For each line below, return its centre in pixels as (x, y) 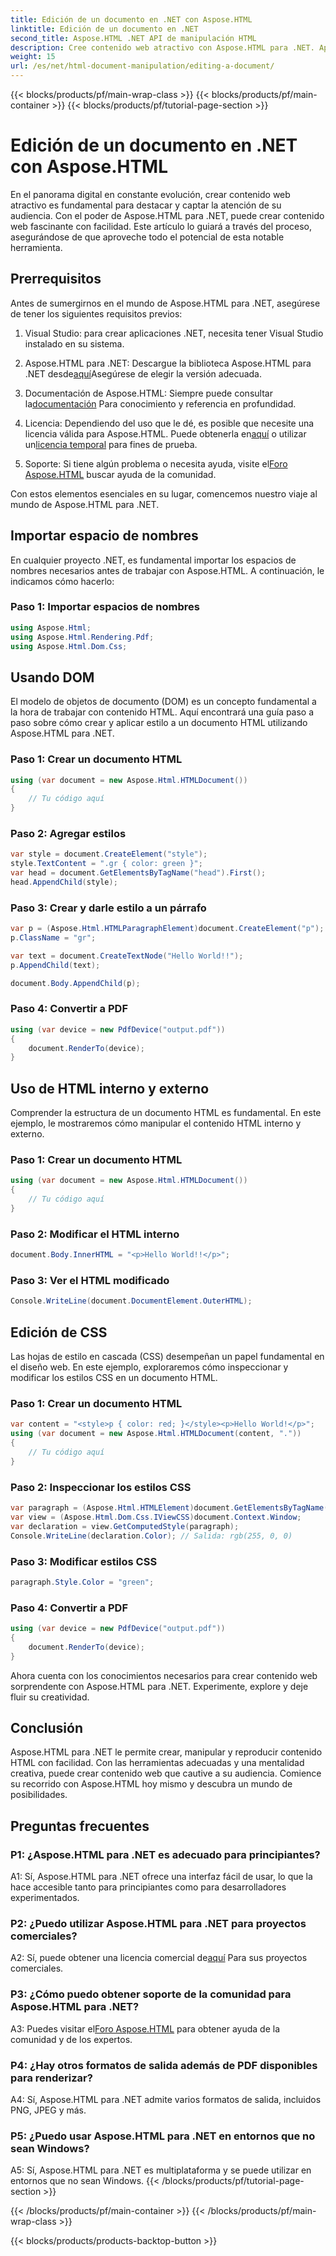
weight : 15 (33, 57)
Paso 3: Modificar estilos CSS (84, 1561)
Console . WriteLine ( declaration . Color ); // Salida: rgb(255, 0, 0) (151, 1536)
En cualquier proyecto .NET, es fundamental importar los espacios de (153, 560)
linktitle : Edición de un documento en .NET (104, 29)
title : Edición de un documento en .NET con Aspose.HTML (131, 19)
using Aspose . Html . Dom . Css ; (69, 646)
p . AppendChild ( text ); (55, 965)
